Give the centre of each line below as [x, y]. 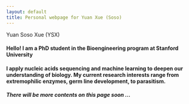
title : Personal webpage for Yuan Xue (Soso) [64, 17]
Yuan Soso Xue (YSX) [33, 34]
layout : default [26, 12]
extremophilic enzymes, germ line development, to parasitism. [86, 81]
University [19, 55]
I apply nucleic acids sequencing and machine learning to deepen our [94, 68]
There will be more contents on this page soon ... [68, 95]
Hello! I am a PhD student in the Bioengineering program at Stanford [92, 48]
